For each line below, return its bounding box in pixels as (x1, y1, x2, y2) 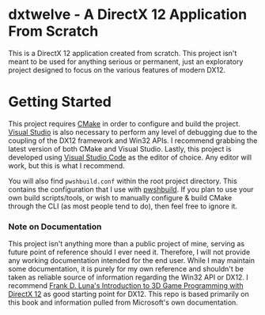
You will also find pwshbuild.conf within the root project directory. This (8, 176, 237, 186)
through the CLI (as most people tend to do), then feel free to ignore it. (8, 201, 237, 211)
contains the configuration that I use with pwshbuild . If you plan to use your (8, 184, 255, 194)
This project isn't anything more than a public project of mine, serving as (8, 239, 245, 249)
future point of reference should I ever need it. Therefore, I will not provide (8, 247, 251, 257)
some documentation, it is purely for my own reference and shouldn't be (8, 264, 244, 274)
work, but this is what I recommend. (8, 160, 125, 171)
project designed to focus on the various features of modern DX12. (8, 65, 226, 74)
